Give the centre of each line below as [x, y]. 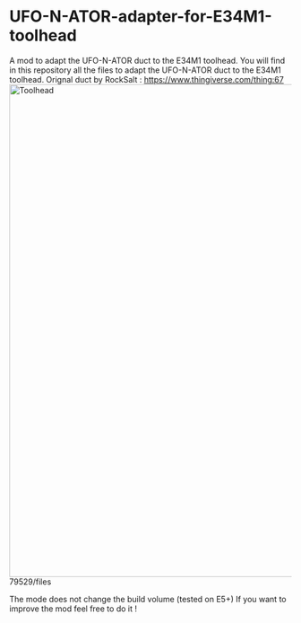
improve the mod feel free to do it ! [73, 609]
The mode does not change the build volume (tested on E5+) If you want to [148, 599]
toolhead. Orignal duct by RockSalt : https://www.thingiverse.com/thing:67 [146, 79]
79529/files [30, 582]
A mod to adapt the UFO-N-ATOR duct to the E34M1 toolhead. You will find [147, 60]
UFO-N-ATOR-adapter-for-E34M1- [141, 17]
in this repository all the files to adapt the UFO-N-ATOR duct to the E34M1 [145, 70]
